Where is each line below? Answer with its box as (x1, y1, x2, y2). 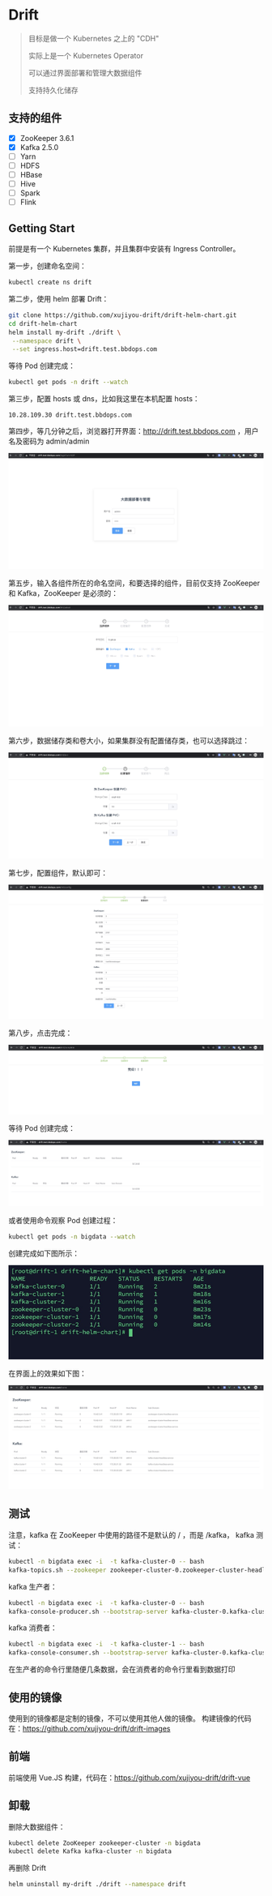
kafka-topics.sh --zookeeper (8, 1566, 107, 1574)
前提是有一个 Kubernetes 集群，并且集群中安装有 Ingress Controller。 (8, 244, 240, 254)
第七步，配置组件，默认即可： (8, 867, 108, 877)
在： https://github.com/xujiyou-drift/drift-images (8, 1723, 171, 1733)
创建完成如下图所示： (8, 1248, 79, 1258)
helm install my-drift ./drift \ (8, 328, 121, 336)
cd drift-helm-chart (8, 319, 79, 327)
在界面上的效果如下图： (8, 1368, 87, 1379)
